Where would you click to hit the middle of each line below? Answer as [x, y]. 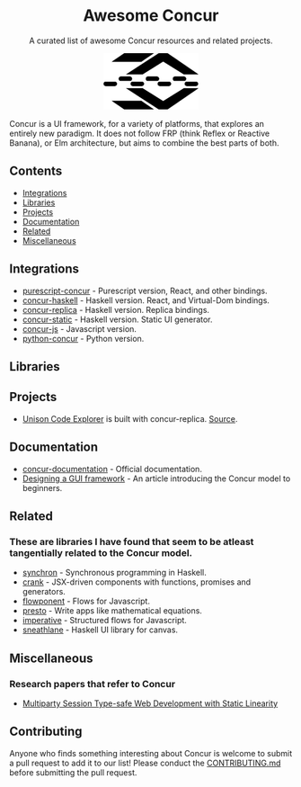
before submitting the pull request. [73, 772]
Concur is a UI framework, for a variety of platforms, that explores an [137, 123]
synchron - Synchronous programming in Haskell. [114, 573]
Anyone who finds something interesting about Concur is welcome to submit [151, 753]
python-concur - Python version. [83, 338]
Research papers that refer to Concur [93, 684]
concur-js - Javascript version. [80, 328]
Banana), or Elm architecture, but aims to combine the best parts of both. [144, 143]
